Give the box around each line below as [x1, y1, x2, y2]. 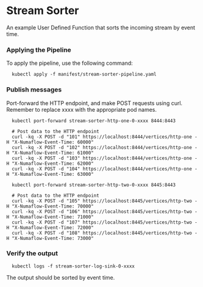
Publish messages [6, 85, 62, 94]
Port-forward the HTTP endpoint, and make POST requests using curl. [6, 99, 183, 107]
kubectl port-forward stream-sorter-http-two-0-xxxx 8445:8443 [12, 181, 176, 188]
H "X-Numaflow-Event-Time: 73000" [6, 235, 94, 241]
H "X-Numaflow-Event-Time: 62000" [6, 160, 94, 167]
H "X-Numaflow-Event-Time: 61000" [6, 150, 94, 156]
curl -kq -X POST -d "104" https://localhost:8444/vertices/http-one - [12, 165, 198, 172]
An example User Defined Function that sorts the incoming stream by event [6, 24, 196, 31]
